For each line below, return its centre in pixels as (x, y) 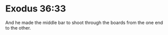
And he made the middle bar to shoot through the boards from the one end (84, 22)
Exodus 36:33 (36, 9)
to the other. (18, 27)
